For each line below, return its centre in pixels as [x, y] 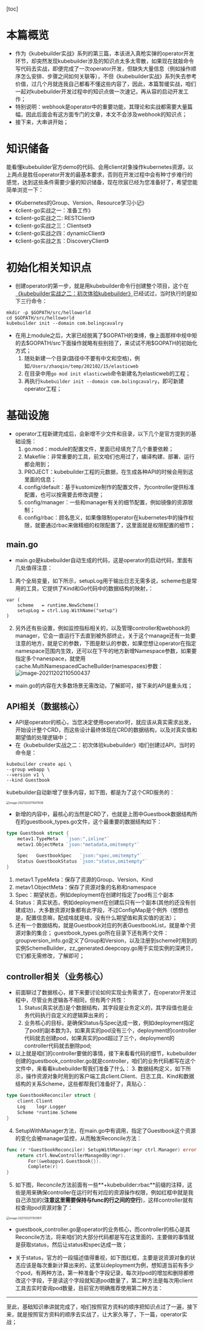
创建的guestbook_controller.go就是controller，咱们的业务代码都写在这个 [105, 1061]
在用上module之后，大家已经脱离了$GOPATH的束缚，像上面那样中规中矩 [106, 335]
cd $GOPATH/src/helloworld [40, 318]
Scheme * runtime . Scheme [47, 1113]
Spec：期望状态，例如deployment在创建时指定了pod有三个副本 [94, 894]
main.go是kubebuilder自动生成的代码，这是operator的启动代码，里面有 [104, 560]
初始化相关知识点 [49, 268]
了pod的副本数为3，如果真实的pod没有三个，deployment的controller [110, 1030]
